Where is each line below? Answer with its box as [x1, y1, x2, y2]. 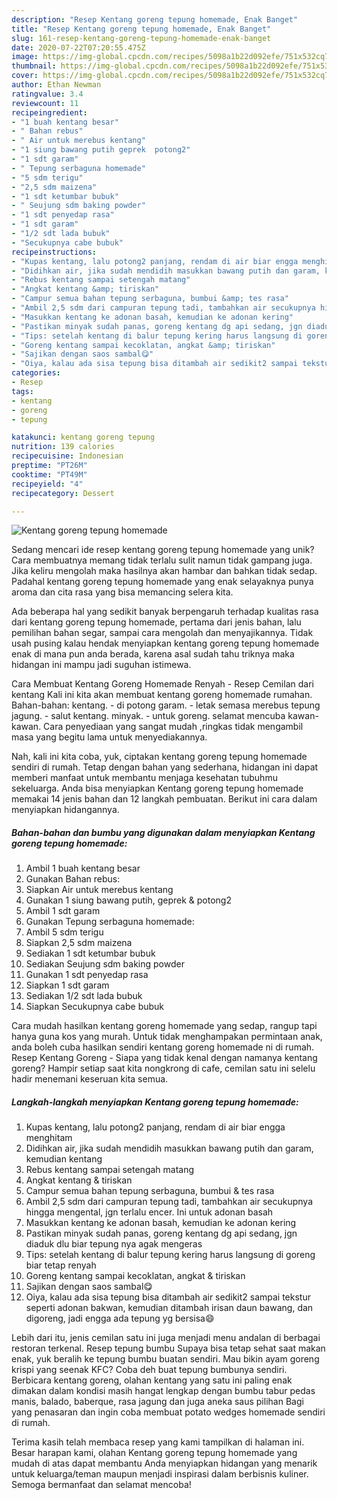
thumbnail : [11, 61, 57, 71]
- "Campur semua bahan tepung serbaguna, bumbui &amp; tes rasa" [11, 294, 289, 304]
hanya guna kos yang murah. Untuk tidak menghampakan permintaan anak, [11, 1031, 323, 1043]
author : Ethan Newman [11, 80, 102, 90]
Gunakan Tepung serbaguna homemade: [25, 916, 195, 928]
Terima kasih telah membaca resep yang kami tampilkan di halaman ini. [11, 1436, 305, 1448]
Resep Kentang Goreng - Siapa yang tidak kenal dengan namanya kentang [11, 1052, 318, 1064]
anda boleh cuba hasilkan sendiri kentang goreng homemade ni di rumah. [11, 1041, 315, 1053]
